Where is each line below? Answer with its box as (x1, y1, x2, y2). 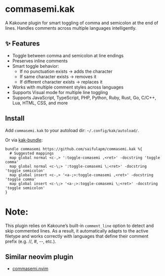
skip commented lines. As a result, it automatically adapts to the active (5, 228, 149, 233)
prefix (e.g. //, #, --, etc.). (5, 238, 56, 244)
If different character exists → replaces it (19, 79, 103, 85)
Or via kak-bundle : (5, 137, 43, 143)
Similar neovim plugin (5, 252, 74, 261)
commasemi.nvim (12, 266, 48, 272)
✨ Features (5, 40, 40, 48)
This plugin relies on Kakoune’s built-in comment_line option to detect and (5, 223, 154, 229)
